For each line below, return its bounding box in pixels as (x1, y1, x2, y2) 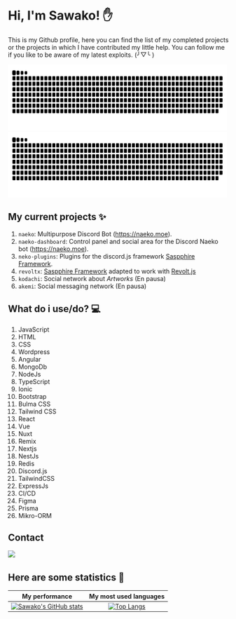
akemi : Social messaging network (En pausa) (18, 282, 147, 290)
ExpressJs (18, 482, 48, 490)
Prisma (18, 504, 39, 512)
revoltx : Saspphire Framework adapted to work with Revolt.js (18, 266, 196, 276)
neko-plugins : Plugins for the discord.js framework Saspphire (18, 252, 195, 260)
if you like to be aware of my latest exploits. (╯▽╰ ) (8, 50, 155, 59)
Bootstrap (18, 392, 47, 400)
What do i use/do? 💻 (8, 303, 101, 315)
